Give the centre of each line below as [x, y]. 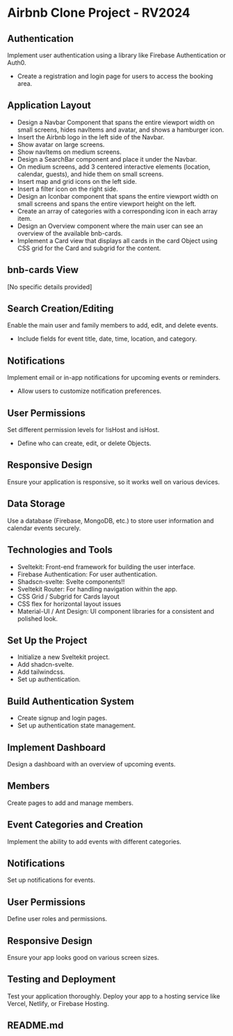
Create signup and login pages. [62, 718]
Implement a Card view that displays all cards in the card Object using [117, 240]
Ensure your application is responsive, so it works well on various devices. [114, 481]
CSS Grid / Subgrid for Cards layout [68, 596]
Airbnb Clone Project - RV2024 [99, 13]
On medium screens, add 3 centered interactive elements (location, [114, 167]
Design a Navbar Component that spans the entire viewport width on [116, 122]
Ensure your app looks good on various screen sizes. [83, 957]
